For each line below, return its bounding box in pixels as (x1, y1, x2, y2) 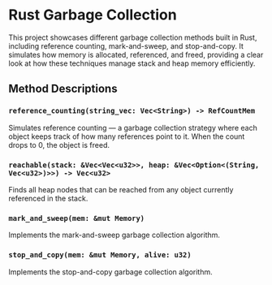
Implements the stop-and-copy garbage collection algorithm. (8, 266, 213, 277)
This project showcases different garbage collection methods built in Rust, (8, 32, 257, 42)
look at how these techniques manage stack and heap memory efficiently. (8, 58, 256, 68)
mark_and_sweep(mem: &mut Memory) (8, 214, 145, 222)
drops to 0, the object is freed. (8, 140, 110, 149)
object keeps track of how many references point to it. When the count (8, 132, 245, 141)
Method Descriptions (8, 82, 118, 96)
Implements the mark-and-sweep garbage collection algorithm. (8, 230, 221, 240)
